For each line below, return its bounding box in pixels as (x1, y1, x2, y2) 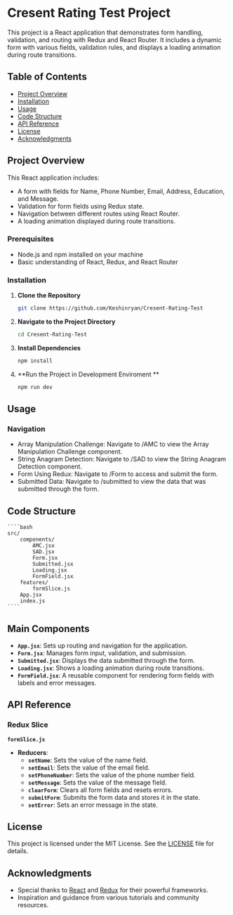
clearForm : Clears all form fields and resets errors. (27, 785, 173, 794)
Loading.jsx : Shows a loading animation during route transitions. (17, 664, 205, 672)
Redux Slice (7, 720, 49, 730)
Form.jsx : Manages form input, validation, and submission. (17, 648, 187, 657)
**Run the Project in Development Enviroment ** (17, 370, 160, 378)
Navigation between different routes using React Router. (17, 209, 180, 218)
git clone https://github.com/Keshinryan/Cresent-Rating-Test (17, 305, 204, 312)
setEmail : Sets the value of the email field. (27, 763, 150, 772)
